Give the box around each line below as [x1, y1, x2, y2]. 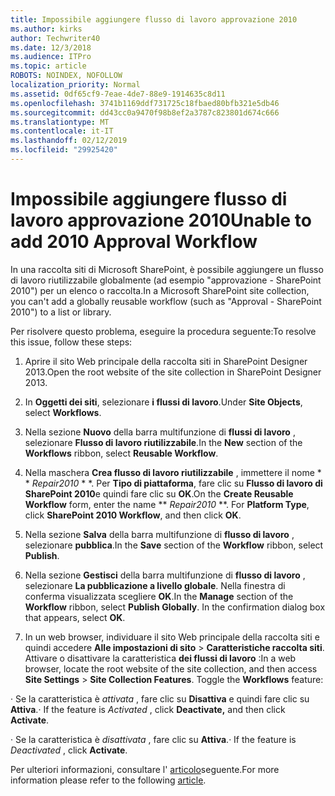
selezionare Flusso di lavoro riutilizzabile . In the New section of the [24, 436, 303, 448]
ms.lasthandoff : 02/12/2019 [10, 136, 128, 146]
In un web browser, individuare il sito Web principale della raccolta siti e [24, 631, 320, 643]
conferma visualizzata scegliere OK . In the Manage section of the [24, 590, 294, 602]
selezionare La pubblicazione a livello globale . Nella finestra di [24, 579, 286, 591]
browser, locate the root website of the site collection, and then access [24, 662, 318, 675]
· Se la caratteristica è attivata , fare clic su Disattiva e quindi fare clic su [10, 692, 310, 705]
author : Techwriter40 [10, 33, 101, 43]
